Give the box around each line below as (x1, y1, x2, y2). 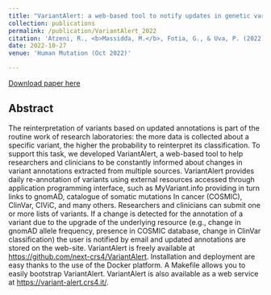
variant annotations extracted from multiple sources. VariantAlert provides (8, 166, 255, 176)
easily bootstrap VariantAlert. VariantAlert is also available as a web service (8, 268, 259, 278)
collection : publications (8, 19, 95, 27)
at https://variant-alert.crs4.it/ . (8, 277, 109, 287)
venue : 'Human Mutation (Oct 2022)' (8, 49, 131, 57)
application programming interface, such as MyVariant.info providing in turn (8, 183, 261, 193)
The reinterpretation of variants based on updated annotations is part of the (8, 123, 260, 133)
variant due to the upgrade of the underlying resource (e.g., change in (8, 217, 241, 226)
